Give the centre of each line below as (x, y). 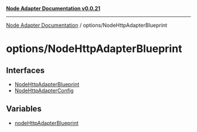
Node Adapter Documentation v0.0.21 (53, 8)
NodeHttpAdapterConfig (44, 91)
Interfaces (26, 70)
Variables (24, 109)
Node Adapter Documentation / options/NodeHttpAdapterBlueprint (87, 25)
